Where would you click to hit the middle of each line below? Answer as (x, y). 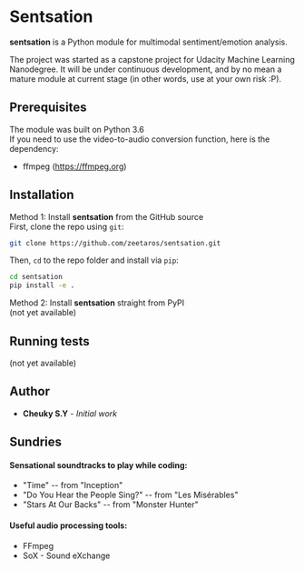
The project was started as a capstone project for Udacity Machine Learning (152, 59)
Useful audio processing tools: (69, 525)
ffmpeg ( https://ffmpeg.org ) (74, 166)
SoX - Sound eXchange (66, 555)
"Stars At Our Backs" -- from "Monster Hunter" (111, 505)
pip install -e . (42, 285)
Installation (42, 195)
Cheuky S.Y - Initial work (70, 413)
